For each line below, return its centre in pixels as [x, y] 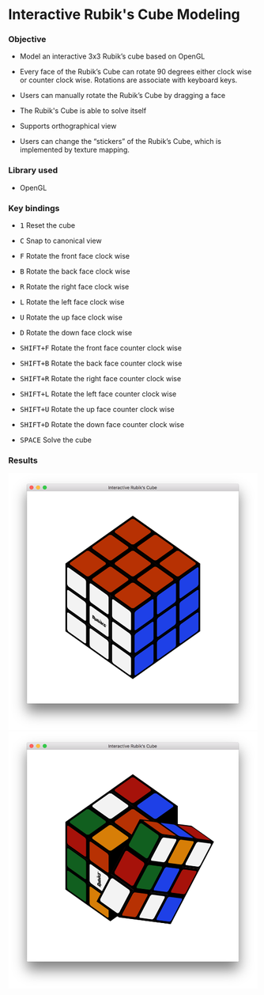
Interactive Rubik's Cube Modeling [124, 15]
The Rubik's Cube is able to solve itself [83, 111]
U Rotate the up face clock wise [71, 317]
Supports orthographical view [68, 126]
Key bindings [34, 208]
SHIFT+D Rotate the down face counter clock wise [102, 425]
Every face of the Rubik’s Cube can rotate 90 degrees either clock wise [136, 72]
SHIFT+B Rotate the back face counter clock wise [101, 363]
